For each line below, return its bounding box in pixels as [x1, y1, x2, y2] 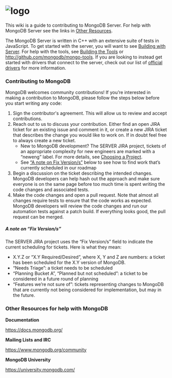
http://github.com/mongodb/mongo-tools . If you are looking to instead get [5, 54, 163, 60]
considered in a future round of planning [12, 276, 99, 282]
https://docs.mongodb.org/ [5, 327, 63, 333]
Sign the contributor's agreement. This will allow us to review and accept [12, 110, 167, 117]
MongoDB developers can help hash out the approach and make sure [12, 176, 160, 182]
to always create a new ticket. [12, 138, 76, 144]
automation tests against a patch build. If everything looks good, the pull [12, 209, 166, 215]
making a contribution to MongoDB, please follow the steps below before [5, 95, 160, 101]
